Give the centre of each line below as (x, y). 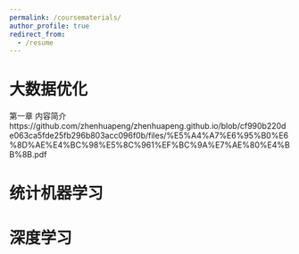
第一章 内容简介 (38, 116)
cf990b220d (263, 126)
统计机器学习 (57, 194)
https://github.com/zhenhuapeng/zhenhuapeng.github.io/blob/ (125, 126)
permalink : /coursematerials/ (66, 17)
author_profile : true (50, 26)
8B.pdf (34, 155)
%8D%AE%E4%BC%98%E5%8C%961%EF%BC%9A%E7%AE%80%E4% (147, 145)
